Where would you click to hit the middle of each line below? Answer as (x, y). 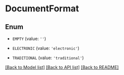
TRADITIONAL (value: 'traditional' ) (48, 58)
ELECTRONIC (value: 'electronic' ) (46, 48)
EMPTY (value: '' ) (29, 38)
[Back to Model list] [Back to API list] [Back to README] (62, 67)
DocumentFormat (42, 9)
